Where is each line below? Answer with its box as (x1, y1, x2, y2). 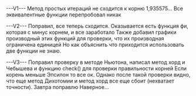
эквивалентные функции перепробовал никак (6, 11, 121, 18)
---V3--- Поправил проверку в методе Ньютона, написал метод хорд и (6, 59, 185, 66)
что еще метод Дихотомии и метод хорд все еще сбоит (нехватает (6, 77, 175, 84)
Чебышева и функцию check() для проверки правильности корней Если (6, 65, 187, 72)
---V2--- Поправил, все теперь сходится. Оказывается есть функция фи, (6, 23, 189, 29)
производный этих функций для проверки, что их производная (6, 35, 164, 42)
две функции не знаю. (6, 47, 62, 54)
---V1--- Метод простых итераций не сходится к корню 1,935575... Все (6, 5, 184, 12)
